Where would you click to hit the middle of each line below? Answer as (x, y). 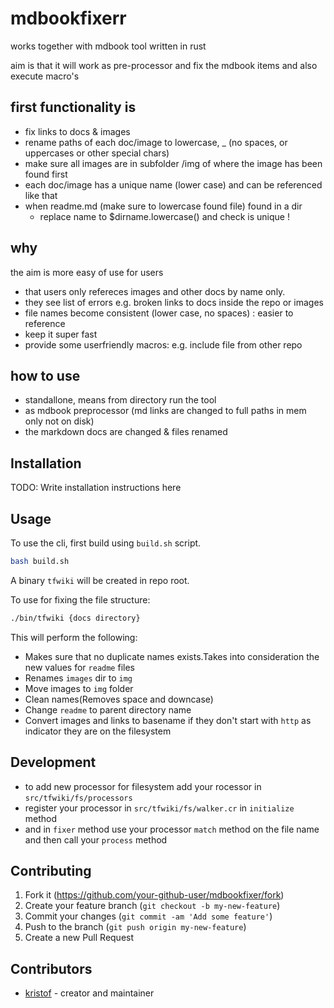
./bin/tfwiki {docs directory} (75, 618)
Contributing (51, 870)
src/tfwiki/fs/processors (78, 798)
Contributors (51, 968)
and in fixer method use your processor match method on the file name (172, 829)
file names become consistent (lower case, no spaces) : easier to (159, 313)
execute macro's (45, 76)
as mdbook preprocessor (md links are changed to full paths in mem (165, 411)
